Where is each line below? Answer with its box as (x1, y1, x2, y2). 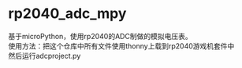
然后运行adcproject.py (8, 51, 81, 60)
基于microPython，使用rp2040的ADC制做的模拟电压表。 (8, 31, 192, 41)
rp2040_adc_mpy (8, 5, 127, 23)
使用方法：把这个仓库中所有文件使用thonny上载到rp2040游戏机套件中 (8, 41, 235, 51)
